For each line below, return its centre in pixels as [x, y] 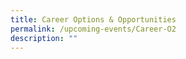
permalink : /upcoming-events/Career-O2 [93, 29]
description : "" [44, 38]
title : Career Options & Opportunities [93, 19]
